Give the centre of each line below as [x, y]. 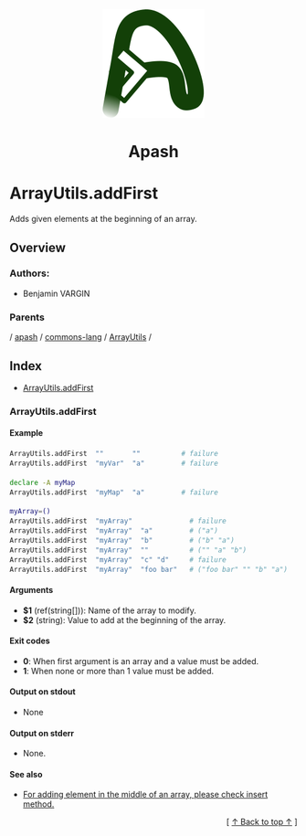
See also [26, 774]
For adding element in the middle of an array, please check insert [145, 795]
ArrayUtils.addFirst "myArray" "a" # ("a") [114, 531]
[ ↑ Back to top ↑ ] [262, 822]
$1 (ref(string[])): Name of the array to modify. [109, 610]
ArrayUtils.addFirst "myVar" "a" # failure [114, 463]
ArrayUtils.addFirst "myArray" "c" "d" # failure [118, 560]
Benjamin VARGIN [56, 293]
